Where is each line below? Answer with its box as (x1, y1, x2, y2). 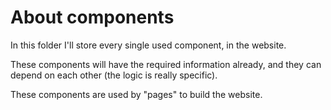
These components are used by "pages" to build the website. (10, 88, 263, 100)
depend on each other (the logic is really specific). (10, 69, 218, 81)
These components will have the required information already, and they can (10, 58, 322, 70)
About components (10, 6, 175, 29)
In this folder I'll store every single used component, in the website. (10, 39, 287, 51)
